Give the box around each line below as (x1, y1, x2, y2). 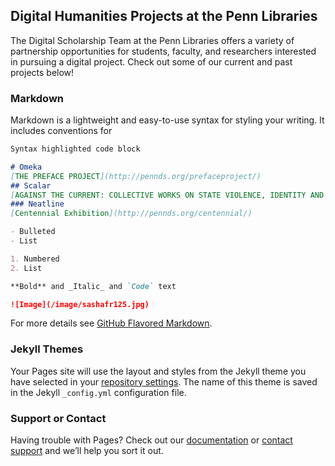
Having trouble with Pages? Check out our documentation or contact (10, 434, 293, 446)
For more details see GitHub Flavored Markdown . (10, 317, 213, 329)
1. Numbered (10, 254, 60, 264)
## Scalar (10, 180, 52, 191)
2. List (10, 263, 43, 273)
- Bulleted (10, 227, 56, 237)
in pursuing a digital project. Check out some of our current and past (10, 55, 293, 68)
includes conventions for (10, 125, 113, 137)
